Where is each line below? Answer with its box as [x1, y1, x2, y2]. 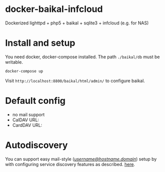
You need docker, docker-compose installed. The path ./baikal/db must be [5, 54, 160, 60]
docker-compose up [5, 69, 43, 74]
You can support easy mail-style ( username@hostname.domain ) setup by [5, 156, 157, 162]
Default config [5, 95, 66, 106]
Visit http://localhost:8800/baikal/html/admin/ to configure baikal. [5, 78, 145, 84]
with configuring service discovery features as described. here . [5, 161, 135, 167]
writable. [5, 59, 23, 65]
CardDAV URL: [12, 122, 42, 128]
